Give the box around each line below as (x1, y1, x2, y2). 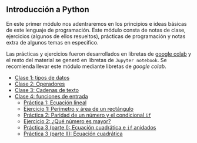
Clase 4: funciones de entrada (14, 93, 88, 100)
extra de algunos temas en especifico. (6, 39, 99, 46)
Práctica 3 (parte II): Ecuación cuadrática (23, 130, 123, 137)
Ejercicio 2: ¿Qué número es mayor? (23, 117, 111, 125)
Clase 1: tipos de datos (14, 74, 70, 81)
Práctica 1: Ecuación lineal (23, 99, 87, 106)
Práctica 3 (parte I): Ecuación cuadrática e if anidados (23, 124, 156, 131)
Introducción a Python (6, 5, 89, 15)
